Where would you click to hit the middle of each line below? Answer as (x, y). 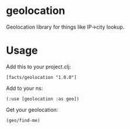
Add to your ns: (24, 88)
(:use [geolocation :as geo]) (43, 99)
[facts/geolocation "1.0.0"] (41, 77)
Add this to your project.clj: (38, 67)
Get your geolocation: (32, 110)
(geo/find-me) (23, 120)
